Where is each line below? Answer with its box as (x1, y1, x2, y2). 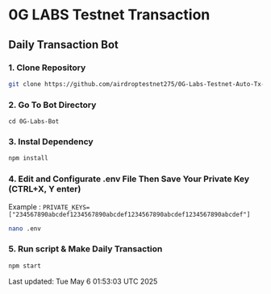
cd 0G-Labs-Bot (8, 118, 60, 126)
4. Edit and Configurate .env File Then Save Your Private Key (8, 173, 250, 184)
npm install (8, 155, 48, 163)
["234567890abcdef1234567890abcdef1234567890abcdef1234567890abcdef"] (8, 210, 251, 218)
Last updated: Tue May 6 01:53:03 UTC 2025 (8, 276, 158, 286)
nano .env (8, 224, 42, 233)
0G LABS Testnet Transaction (8, 6, 211, 24)
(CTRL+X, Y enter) (8, 184, 81, 195)
